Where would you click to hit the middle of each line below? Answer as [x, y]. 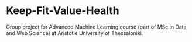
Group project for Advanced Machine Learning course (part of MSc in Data [96, 27]
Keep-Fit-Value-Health [63, 11]
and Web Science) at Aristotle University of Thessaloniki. [75, 33]
